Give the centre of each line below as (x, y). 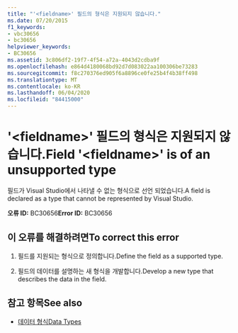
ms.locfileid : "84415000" (45, 100)
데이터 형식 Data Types (49, 321)
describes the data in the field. (62, 279)
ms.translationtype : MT (42, 80)
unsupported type (62, 170)
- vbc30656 (23, 34)
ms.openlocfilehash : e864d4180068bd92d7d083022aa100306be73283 (103, 67)
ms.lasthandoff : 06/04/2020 (49, 93)
